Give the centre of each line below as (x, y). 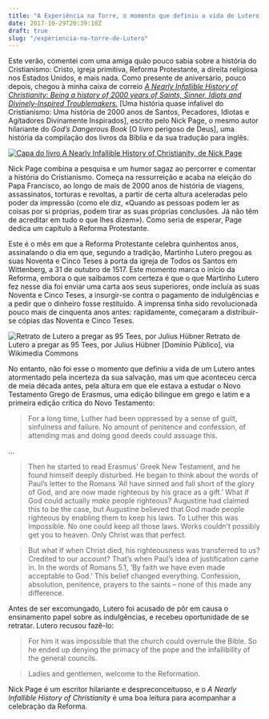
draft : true (28, 30)
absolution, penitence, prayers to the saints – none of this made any (140, 585)
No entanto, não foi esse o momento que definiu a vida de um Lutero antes (132, 369)
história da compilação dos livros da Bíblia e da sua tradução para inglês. (129, 138)
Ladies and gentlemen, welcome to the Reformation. (114, 674)
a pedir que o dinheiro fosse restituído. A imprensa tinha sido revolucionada (133, 304)
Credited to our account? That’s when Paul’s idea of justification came (143, 559)
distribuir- (242, 312)
